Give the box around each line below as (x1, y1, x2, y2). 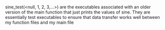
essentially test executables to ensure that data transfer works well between (5, 15, 161, 20)
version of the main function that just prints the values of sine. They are (5, 9, 151, 15)
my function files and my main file (5, 19, 74, 25)
